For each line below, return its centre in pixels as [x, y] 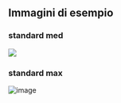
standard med [36, 36]
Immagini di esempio [61, 13]
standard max [36, 73]
